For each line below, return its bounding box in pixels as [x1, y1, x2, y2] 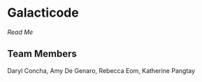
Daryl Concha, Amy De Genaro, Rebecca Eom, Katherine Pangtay [7, 66, 196, 74]
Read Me [7, 28, 34, 36]
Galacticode [7, 5, 79, 21]
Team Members [7, 48, 77, 60]
